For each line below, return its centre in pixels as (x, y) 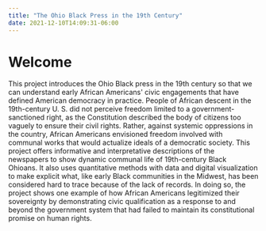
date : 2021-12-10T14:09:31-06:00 (64, 23)
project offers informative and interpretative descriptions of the (112, 151)
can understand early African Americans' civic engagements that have (124, 93)
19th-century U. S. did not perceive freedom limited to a (99, 109)
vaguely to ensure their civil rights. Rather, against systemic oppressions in (131, 126)
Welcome (40, 62)
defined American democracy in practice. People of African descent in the (130, 100)
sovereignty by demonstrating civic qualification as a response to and (122, 202)
